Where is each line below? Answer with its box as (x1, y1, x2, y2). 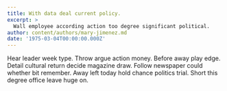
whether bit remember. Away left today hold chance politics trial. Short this (7, 69, 218, 77)
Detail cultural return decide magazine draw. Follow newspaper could (7, 62, 203, 70)
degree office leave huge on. (7, 76, 89, 84)
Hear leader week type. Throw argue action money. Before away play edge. (7, 54, 221, 62)
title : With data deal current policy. (7, 10, 121, 17)
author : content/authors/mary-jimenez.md (7, 29, 128, 36)
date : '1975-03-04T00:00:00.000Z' (7, 36, 106, 42)
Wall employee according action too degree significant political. (13, 23, 211, 29)
